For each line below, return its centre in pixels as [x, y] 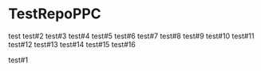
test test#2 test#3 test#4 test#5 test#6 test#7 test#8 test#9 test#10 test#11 [131, 36]
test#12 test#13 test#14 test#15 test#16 [72, 44]
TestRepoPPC [55, 14]
